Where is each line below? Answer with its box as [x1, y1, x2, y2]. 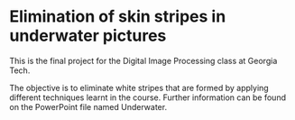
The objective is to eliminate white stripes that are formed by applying [9, 82, 269, 93]
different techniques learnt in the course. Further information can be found [9, 92, 287, 103]
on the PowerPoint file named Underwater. [9, 101, 168, 112]
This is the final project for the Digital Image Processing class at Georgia [9, 55, 278, 66]
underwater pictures [9, 25, 167, 46]
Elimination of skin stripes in [9, 6, 226, 27]
